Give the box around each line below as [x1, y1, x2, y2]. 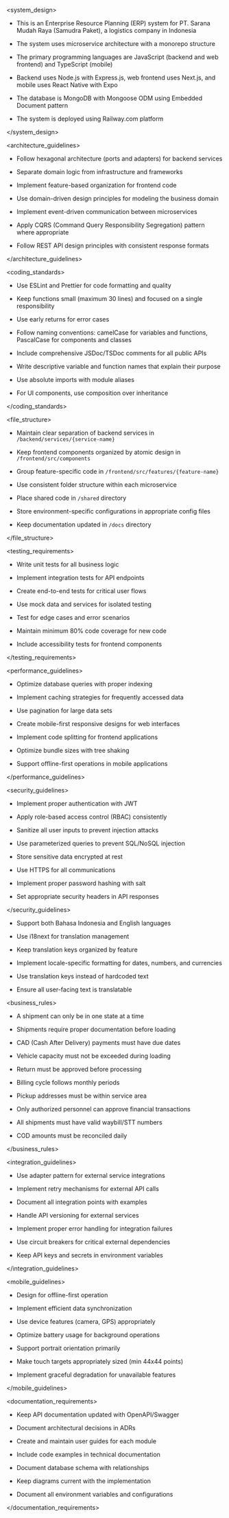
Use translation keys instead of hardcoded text [16, 972, 149, 980]
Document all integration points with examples [16, 1198, 148, 1206]
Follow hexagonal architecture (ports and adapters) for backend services [16, 154, 223, 162]
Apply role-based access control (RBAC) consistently [16, 812, 167, 821]
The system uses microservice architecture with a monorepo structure [16, 40, 215, 47]
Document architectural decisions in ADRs [16, 1424, 136, 1432]
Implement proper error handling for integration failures [16, 1225, 173, 1233]
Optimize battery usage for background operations [16, 1331, 160, 1339]
